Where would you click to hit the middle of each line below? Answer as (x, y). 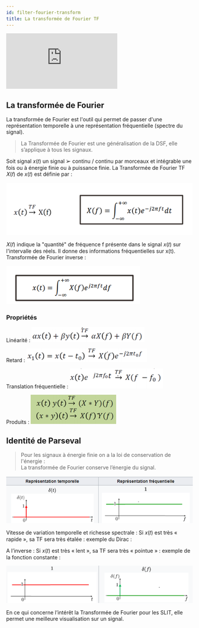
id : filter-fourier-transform (44, 12)
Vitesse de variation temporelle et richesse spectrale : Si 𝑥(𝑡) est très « (92, 532)
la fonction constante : (33, 557)
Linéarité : (18, 340)
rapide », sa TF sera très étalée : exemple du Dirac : (69, 539)
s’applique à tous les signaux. (57, 150)
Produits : (18, 422)
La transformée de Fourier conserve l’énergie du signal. (88, 467)
